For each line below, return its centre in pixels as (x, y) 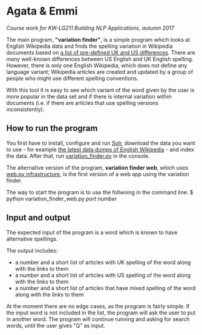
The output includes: (32, 250)
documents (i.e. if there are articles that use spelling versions (83, 103)
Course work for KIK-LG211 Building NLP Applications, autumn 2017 (90, 28)
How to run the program (52, 128)
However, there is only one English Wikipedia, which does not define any (97, 65)
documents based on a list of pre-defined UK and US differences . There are (101, 52)
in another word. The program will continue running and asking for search (98, 319)
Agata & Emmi (42, 11)
